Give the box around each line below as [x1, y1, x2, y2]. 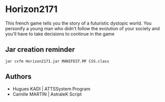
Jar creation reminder [5, 45, 75, 54]
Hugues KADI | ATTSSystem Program [12, 85, 91, 91]
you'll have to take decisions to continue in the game [5, 31, 115, 37]
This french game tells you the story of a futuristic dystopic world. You [5, 20, 152, 26]
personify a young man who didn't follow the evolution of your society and [5, 25, 160, 31]
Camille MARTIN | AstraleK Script [12, 91, 82, 97]
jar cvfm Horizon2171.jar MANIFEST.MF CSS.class [5, 59, 109, 64]
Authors [5, 72, 32, 81]
